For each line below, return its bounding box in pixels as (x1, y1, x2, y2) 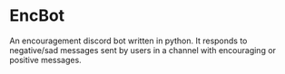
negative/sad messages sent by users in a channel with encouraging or (9, 44, 277, 55)
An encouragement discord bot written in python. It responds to (9, 35, 248, 46)
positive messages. (9, 54, 82, 65)
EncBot (9, 5, 65, 26)
